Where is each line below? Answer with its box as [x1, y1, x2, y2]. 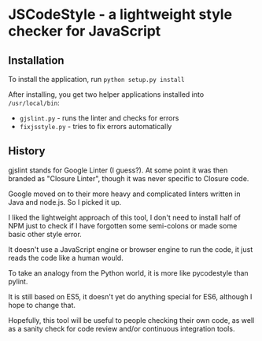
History [8, 144, 46, 158]
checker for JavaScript [8, 22, 161, 40]
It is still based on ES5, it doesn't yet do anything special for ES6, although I [8, 291, 253, 301]
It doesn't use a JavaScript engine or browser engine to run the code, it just [8, 244, 253, 254]
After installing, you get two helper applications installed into [8, 90, 205, 99]
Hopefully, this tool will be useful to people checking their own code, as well [8, 315, 255, 324]
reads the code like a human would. [8, 253, 124, 262]
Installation [8, 54, 65, 67]
